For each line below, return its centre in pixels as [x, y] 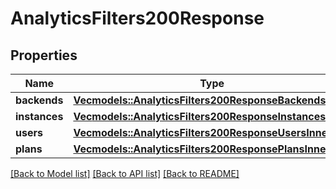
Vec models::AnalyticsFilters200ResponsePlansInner [201, 149]
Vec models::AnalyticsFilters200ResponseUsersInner [202, 132]
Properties [44, 55]
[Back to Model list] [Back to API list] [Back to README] [125, 173]
